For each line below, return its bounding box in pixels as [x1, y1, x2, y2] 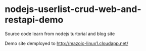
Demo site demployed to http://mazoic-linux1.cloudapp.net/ [5, 40, 128, 46]
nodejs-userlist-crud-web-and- [5, 3, 142, 15]
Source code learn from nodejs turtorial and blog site [5, 30, 115, 36]
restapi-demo [5, 14, 64, 25]
